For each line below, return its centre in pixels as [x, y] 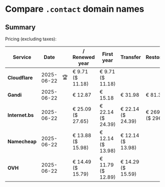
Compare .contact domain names [75, 9]
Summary [20, 27]
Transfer [131, 57]
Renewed [83, 57]
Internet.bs [21, 115]
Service [22, 57]
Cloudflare [20, 78]
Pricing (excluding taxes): [31, 39]
